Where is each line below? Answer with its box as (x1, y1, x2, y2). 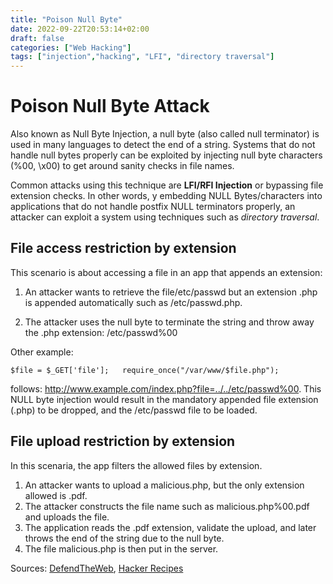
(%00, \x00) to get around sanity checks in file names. (10, 160, 235, 172)
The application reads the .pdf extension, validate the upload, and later (24, 521, 317, 533)
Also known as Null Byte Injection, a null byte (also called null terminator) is (10, 128, 320, 140)
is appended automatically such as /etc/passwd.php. (24, 296, 243, 308)
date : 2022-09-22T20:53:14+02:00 (10, 24, 150, 34)
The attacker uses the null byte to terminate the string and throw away (24, 316, 315, 328)
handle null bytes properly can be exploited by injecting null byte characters (10, 149, 323, 161)
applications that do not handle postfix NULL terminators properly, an (10, 201, 296, 213)
